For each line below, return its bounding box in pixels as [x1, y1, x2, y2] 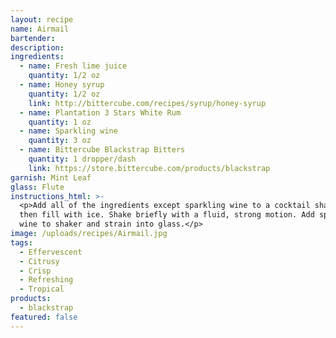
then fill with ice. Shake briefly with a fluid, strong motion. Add [19, 210, 315, 220]
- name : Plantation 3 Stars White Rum [19, 107, 182, 118]
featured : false [10, 312, 78, 322]
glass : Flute [10, 182, 65, 192]
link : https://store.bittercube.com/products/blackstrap [28, 163, 271, 173]
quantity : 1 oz [28, 117, 92, 127]
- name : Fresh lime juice [19, 61, 128, 71]
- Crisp [19, 266, 52, 276]
